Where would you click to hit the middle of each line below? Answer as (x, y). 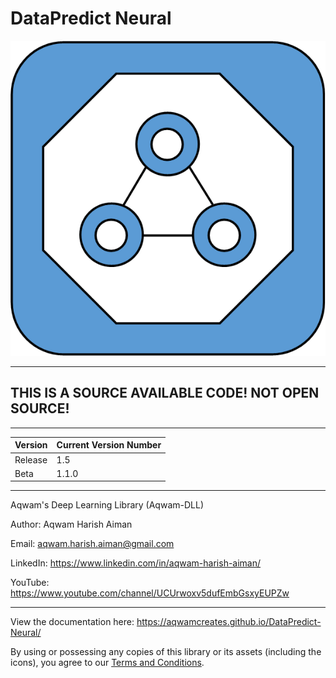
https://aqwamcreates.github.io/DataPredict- (229, 622)
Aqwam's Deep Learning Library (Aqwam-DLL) (107, 505)
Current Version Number (109, 445)
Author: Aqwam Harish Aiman (71, 524)
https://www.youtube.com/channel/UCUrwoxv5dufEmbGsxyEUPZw (150, 593)
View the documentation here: (72, 622)
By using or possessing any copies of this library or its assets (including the (166, 652)
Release (31, 459)
